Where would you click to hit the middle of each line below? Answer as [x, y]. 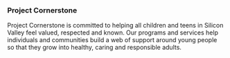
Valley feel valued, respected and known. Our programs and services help [113, 32]
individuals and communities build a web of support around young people [112, 40]
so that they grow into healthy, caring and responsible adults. [95, 48]
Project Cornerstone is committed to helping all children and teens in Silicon [115, 26]
